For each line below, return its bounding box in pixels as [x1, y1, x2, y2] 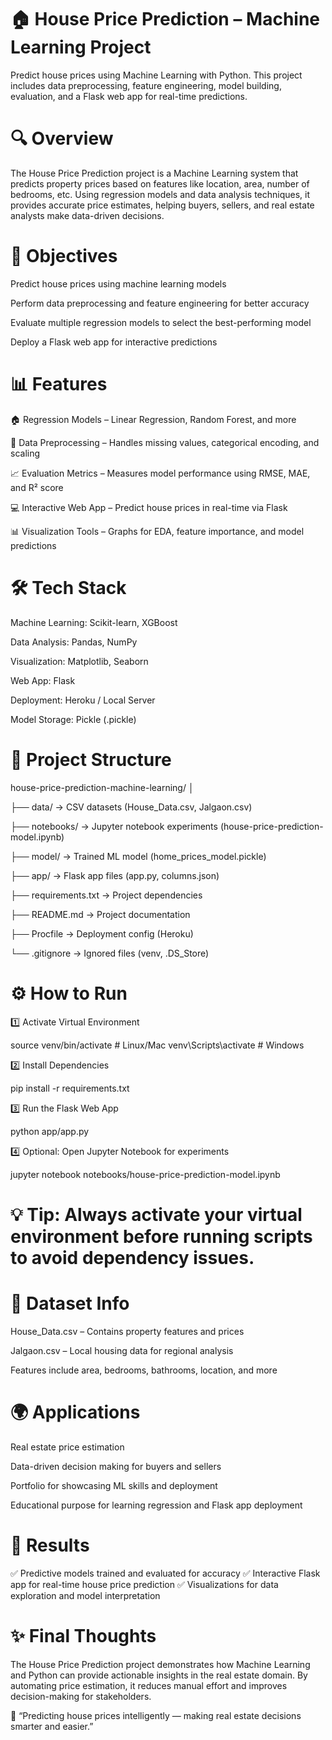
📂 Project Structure [10, 748, 172, 771]
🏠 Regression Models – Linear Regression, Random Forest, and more [10, 413, 297, 425]
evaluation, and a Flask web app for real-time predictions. [10, 90, 248, 102]
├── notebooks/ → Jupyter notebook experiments [10, 820, 218, 832]
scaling [10, 447, 41, 459]
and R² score [10, 481, 64, 493]
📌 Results [10, 1534, 90, 1556]
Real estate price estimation [10, 1441, 125, 1453]
